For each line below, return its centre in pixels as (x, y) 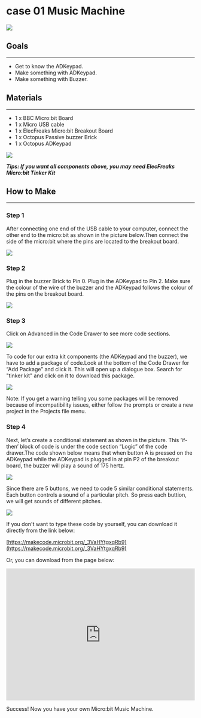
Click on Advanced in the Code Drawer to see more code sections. (88, 334)
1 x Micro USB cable (39, 124)
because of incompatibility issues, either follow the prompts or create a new (100, 405)
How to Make (31, 191)
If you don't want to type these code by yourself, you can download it (92, 524)
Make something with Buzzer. (51, 79)
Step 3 (16, 320)
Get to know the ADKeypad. (49, 66)
